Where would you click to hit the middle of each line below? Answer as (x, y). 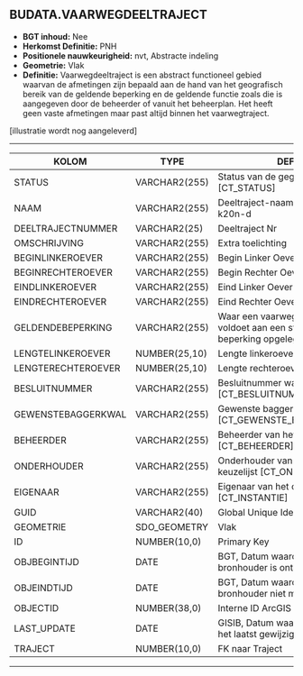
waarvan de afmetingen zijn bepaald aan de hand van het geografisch (152, 84)
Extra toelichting (252, 242)
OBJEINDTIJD (44, 588)
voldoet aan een (252, 327)
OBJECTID (37, 607)
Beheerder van (249, 434)
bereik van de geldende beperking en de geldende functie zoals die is (152, 94)
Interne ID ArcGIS (254, 607)
